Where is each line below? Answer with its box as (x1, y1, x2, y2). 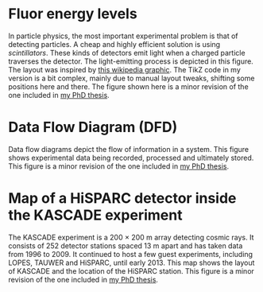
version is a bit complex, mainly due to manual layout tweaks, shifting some (8, 73, 255, 83)
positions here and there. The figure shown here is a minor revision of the (8, 81, 249, 91)
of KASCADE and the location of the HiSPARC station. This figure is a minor (8, 266, 254, 275)
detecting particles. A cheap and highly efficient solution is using (8, 39, 221, 49)
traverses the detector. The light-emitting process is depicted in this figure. (8, 56, 254, 66)
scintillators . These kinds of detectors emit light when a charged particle (8, 48, 246, 57)
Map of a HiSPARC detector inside (8, 189, 237, 208)
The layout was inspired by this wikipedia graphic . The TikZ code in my (8, 64, 241, 74)
